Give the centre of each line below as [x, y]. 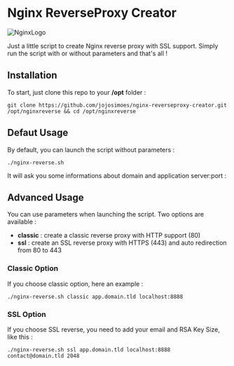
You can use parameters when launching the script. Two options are [106, 215]
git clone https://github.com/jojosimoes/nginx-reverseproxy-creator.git [117, 105]
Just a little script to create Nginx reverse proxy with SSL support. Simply [113, 46]
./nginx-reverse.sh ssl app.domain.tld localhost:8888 [89, 350]
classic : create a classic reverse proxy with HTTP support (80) [109, 236]
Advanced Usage [46, 197]
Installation [32, 75]
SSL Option [27, 314]
